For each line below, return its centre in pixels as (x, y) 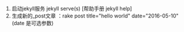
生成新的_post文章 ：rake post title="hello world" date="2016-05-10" (95, 16)
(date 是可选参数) (33, 23)
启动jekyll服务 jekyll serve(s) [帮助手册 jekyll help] (72, 8)
